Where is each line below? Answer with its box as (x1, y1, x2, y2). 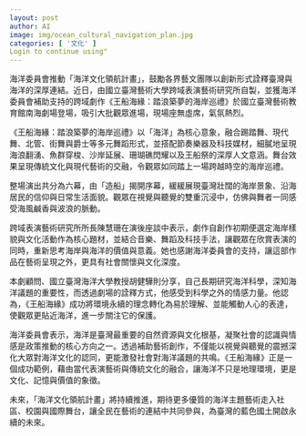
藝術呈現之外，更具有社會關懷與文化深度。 (25, 257, 185, 268)
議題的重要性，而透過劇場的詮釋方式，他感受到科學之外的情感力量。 (16, 288, 273, 299)
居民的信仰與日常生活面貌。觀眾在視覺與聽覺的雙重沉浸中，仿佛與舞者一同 (9, 192, 289, 203)
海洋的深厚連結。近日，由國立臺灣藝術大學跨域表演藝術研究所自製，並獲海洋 (9, 85, 297, 96)
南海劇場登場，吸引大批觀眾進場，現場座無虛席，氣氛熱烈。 (25, 107, 249, 118)
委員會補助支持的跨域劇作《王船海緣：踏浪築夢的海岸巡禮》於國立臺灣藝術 (9, 96, 289, 107)
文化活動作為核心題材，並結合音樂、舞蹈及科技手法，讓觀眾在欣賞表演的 (25, 234, 297, 245)
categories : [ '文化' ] (9, 38, 97, 48)
